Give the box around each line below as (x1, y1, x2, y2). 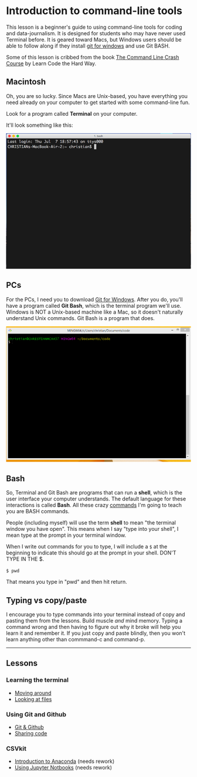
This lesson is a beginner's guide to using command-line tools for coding (6, 23, 183, 31)
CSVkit (6, 744, 26, 752)
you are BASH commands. (6, 508, 70, 515)
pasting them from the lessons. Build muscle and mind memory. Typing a (6, 617, 183, 624)
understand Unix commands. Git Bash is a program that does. (6, 314, 155, 321)
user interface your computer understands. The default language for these (6, 495, 186, 503)
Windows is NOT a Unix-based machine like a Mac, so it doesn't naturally (6, 308, 184, 315)
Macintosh (6, 77, 46, 87)
